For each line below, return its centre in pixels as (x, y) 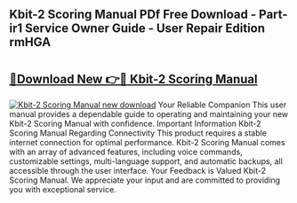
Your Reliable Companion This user (222, 105)
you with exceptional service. (63, 189)
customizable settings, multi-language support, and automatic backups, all (146, 161)
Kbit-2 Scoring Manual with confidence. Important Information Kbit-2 (135, 124)
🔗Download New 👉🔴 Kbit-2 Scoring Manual (133, 79)
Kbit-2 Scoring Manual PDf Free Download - (133, 15)
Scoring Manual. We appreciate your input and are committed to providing (145, 180)
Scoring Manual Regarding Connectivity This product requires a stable (138, 133)
